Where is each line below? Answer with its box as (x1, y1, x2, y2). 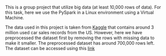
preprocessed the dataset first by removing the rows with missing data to (5, 35, 155, 41)
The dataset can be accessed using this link (5, 46, 95, 51)
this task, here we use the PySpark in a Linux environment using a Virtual (5, 9, 154, 15)
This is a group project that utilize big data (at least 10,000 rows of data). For (5, 4, 161, 10)
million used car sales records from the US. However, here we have (5, 30, 143, 35)
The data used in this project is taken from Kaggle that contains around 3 (5, 24, 155, 30)
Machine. (5, 15, 24, 20)
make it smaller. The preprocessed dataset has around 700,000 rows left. (5, 40, 155, 46)
